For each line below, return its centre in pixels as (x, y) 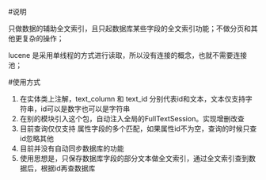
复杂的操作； (43, 38)
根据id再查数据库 (68, 168)
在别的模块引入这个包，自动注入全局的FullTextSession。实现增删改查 (132, 119)
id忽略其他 (36, 138)
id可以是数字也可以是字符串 (85, 109)
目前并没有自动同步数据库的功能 (72, 148)
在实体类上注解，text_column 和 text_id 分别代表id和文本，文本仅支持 (132, 99)
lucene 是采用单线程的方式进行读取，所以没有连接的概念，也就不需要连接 (128, 55)
